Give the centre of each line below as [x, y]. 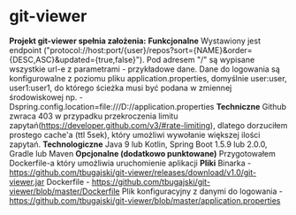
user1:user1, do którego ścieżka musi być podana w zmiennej [121, 88]
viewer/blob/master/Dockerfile [65, 191]
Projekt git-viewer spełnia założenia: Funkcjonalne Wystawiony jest [135, 41]
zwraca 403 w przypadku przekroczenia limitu [94, 116]
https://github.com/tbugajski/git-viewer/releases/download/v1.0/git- [133, 172]
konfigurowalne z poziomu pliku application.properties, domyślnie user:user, [148, 78]
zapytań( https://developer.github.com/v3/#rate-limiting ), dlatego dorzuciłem [148, 125]
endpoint [26, 50]
